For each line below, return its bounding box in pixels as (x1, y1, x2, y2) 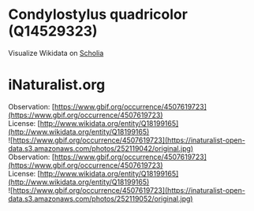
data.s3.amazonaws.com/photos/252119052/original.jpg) (8, 194, 193, 203)
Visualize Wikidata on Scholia (8, 48, 104, 57)
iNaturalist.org (8, 76, 106, 94)
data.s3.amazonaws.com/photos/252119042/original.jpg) (8, 143, 194, 153)
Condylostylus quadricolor (8, 6, 188, 24)
